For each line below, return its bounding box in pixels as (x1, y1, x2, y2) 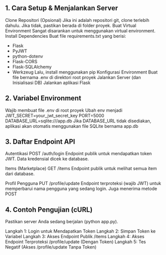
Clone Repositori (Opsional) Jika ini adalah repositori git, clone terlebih (5, 17, 150, 23)
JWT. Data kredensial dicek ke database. (5, 156, 89, 162)
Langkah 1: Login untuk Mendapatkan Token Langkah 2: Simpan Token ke (5, 228, 156, 234)
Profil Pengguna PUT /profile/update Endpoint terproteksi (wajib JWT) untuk (5, 180, 162, 186)
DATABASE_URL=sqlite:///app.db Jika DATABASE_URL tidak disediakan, (5, 118, 152, 124)
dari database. (5, 171, 35, 177)
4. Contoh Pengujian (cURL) (5, 205, 93, 214)
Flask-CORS (12, 58, 38, 64)
